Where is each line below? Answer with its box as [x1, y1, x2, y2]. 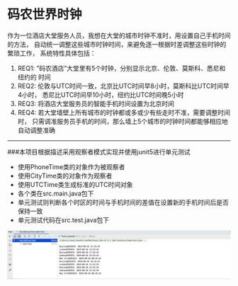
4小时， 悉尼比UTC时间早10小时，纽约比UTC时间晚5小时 [17, 90, 184, 99]
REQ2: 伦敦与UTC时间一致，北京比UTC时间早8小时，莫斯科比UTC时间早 [17, 81, 229, 90]
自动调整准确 [17, 125, 55, 135]
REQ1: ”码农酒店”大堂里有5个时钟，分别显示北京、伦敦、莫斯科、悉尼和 [17, 64, 226, 72]
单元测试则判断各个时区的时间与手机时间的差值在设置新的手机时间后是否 [17, 198, 229, 206]
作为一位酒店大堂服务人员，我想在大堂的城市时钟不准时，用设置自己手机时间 [7, 31, 231, 40]
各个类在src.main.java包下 [17, 189, 94, 198]
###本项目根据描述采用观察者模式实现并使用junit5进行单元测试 [7, 147, 191, 156]
